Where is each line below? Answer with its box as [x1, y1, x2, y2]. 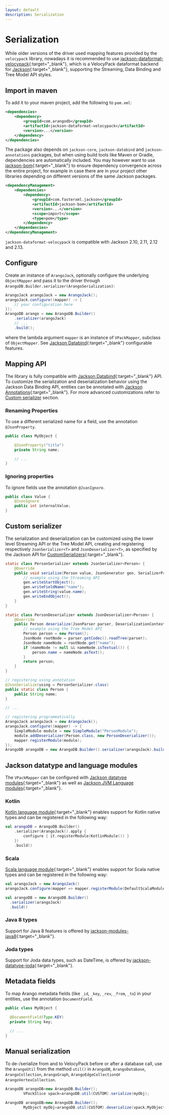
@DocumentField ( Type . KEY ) [10, 1014, 64, 1019]
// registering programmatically [5, 714, 75, 720]
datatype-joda [5, 963, 35, 969]
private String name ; [14, 447, 59, 452]
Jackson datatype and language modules [5, 761, 138, 770]
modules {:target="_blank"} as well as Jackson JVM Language [5, 780, 134, 786]
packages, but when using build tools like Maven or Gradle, [31, 152, 154, 158]
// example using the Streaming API [23, 575, 100, 580]
